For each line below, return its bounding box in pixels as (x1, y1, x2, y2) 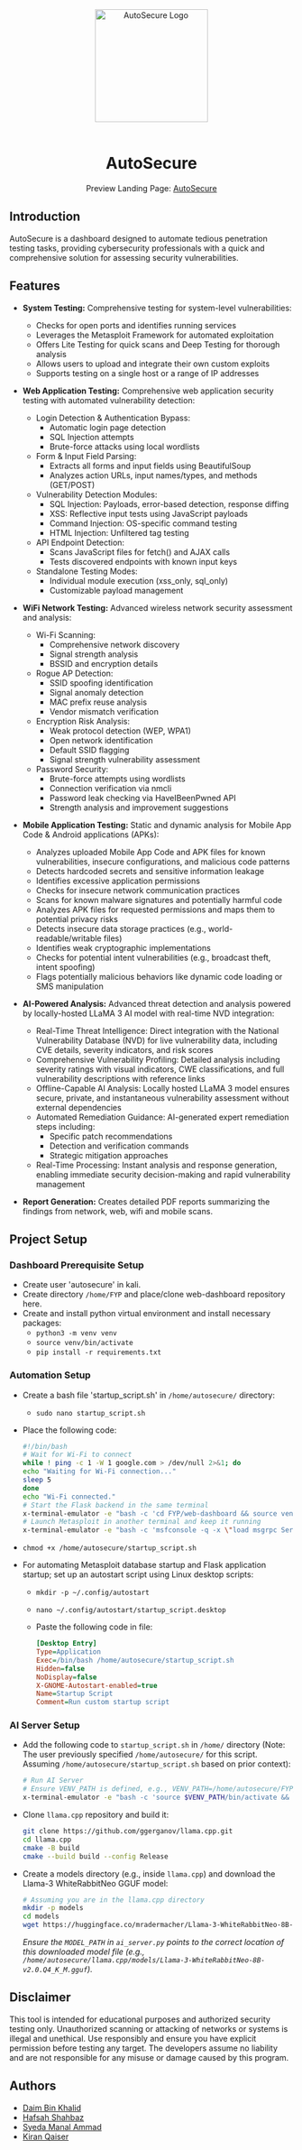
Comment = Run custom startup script (35, 1698, 169, 1707)
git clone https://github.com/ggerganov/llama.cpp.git (22, 1827, 233, 1836)
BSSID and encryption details (49, 658, 159, 669)
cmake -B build (22, 1843, 80, 1852)
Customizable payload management (49, 585, 184, 595)
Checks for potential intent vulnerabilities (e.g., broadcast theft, (35, 952, 271, 963)
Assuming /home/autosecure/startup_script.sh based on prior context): (22, 1758, 291, 1769)
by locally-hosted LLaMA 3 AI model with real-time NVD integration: (22, 1008, 275, 1019)
